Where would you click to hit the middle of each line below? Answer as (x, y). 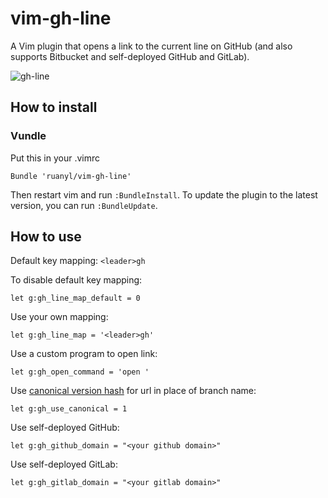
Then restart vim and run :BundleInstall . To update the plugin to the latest (164, 194)
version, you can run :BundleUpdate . (84, 205)
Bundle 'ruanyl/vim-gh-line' (71, 176)
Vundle (28, 136)
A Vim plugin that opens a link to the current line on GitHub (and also (151, 46)
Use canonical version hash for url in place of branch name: (133, 391)
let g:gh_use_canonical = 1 (69, 409)
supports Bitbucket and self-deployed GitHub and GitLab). (130, 56)
